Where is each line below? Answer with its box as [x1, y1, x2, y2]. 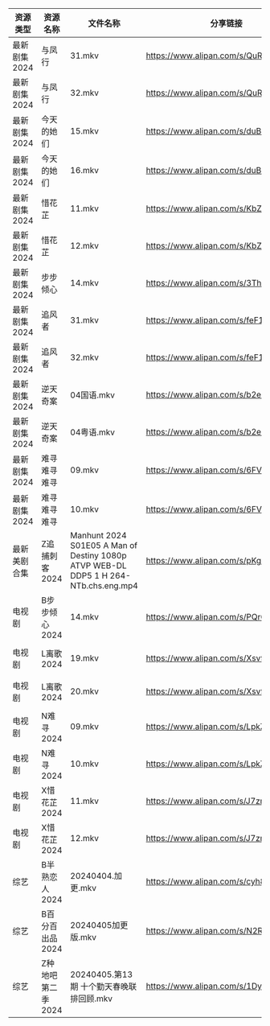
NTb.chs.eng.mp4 [70, 580, 138, 591]
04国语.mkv [70, 389, 115, 401]
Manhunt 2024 [70, 530, 127, 541]
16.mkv [70, 165, 99, 175]
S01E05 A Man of [70, 540, 138, 550]
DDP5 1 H [70, 571, 108, 581]
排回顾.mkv [70, 993, 113, 1004]
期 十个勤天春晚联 [70, 981, 137, 992]
